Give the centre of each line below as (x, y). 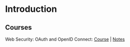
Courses (19, 27)
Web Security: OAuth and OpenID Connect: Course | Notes (65, 39)
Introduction (31, 9)
